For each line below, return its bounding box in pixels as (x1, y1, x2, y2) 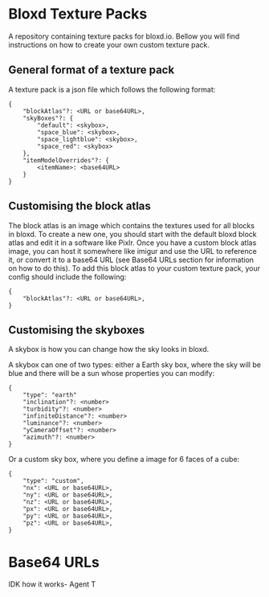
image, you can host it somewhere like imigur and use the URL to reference (8, 246, 257, 256)
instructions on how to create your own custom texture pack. (8, 39, 210, 49)
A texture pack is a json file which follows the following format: (8, 84, 216, 94)
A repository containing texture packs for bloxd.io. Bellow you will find (8, 31, 240, 41)
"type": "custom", (22, 477, 84, 485)
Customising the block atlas (8, 199, 151, 213)
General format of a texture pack (8, 63, 175, 77)
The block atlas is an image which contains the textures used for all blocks (8, 220, 255, 230)
